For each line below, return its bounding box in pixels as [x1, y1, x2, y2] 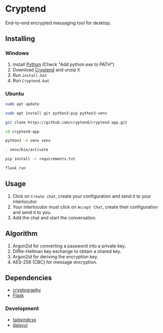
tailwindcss [12, 316, 36, 322]
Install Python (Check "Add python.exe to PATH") [12, 61, 115, 67]
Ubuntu [5, 90, 24, 97]
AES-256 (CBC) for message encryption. [12, 259, 97, 265]
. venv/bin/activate [5, 147, 49, 153]
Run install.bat [12, 72, 47, 78]
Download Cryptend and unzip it [12, 66, 80, 72]
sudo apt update [5, 101, 39, 106]
